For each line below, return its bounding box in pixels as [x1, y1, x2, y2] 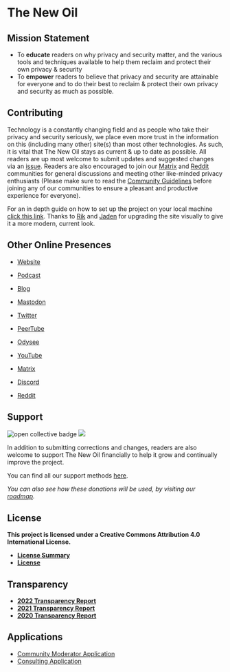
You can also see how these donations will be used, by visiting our [7, 485, 196, 493]
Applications [7, 631, 63, 643]
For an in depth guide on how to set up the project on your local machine [7, 205, 213, 213]
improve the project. [7, 458, 65, 467]
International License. [7, 538, 71, 546]
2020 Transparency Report [16, 611, 97, 620]
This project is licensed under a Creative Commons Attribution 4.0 [7, 531, 200, 539]
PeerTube [16, 324, 45, 332]
